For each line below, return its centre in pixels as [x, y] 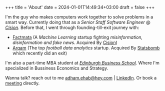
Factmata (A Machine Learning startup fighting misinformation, [77, 37]
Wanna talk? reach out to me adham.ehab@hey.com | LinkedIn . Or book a [81, 78]
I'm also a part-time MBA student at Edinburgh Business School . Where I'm [82, 63]
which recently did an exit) [40, 53]
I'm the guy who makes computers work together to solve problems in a [79, 17]
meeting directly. [22, 83]
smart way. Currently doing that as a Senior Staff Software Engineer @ [78, 22]
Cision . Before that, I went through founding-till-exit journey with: [72, 27]
